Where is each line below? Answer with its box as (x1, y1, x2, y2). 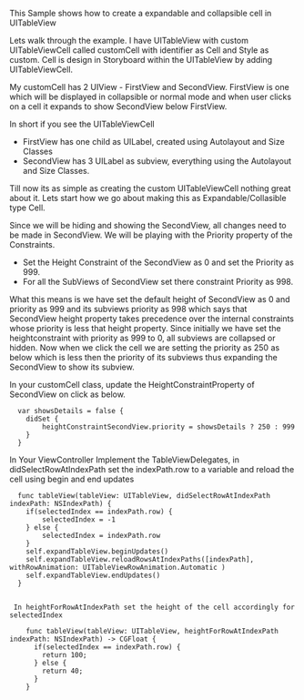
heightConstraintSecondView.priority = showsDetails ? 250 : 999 (42, 422, 296, 431)
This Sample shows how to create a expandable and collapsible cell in (9, 8, 272, 18)
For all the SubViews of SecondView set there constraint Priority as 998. (22, 277, 294, 287)
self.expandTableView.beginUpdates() (25, 547, 169, 556)
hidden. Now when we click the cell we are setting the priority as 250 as (9, 342, 280, 353)
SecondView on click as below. (9, 389, 126, 400)
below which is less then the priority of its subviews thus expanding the (9, 352, 278, 362)
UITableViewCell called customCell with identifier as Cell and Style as (9, 45, 269, 56)
